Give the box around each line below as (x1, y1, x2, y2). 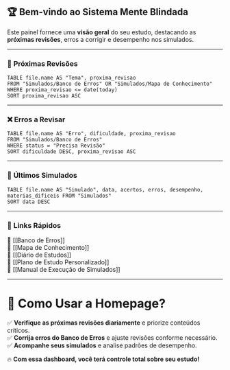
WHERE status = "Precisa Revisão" (7, 142, 106, 150)
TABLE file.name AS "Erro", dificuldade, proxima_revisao (7, 130, 176, 137)
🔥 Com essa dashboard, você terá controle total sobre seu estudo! (7, 355, 200, 363)
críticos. (7, 326, 30, 334)
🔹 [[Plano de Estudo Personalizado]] (7, 258, 110, 266)
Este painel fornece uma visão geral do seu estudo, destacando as (7, 27, 196, 36)
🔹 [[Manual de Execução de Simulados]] (7, 266, 121, 273)
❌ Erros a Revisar (7, 115, 66, 124)
